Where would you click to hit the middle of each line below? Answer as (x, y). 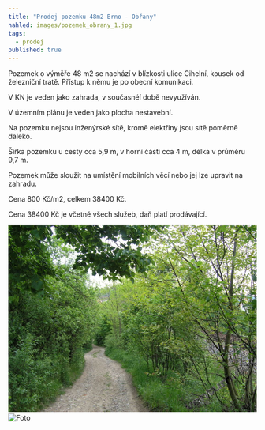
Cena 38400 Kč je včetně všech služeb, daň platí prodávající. (108, 214)
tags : (17, 33)
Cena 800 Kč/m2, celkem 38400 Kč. (67, 199)
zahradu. (22, 184)
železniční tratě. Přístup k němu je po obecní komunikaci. (101, 82)
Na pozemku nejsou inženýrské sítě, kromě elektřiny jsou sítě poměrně (123, 128)
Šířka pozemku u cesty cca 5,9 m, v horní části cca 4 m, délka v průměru (127, 152)
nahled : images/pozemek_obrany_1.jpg (70, 25)
